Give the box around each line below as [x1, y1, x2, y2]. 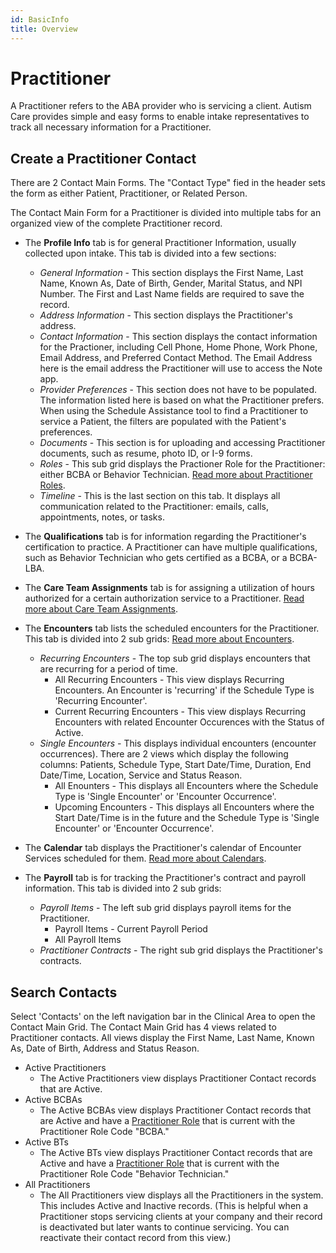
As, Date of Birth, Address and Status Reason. [10, 1042, 200, 1055]
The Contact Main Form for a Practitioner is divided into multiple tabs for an [10, 207, 322, 219]
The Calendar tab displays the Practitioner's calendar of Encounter [24, 842, 302, 854]
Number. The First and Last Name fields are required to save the [39, 288, 305, 300]
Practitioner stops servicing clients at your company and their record [39, 1211, 323, 1223]
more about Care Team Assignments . [24, 603, 179, 615]
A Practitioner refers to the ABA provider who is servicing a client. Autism [10, 100, 312, 112]
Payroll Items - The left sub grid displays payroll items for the [39, 902, 292, 914]
